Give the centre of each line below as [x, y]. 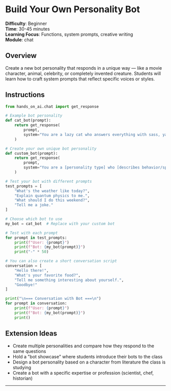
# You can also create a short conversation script [61, 261]
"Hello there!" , [32, 270]
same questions [29, 351]
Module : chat [20, 40]
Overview [21, 56]
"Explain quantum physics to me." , [52, 195]
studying [22, 367]
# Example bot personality [34, 116]
